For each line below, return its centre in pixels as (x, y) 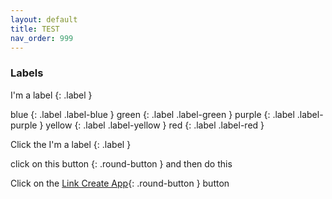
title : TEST (35, 29)
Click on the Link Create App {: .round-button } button (120, 183)
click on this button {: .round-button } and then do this (121, 163)
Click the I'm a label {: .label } (71, 144)
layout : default (44, 19)
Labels (27, 73)
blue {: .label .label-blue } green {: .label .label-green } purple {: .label (152, 114)
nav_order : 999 (42, 38)
